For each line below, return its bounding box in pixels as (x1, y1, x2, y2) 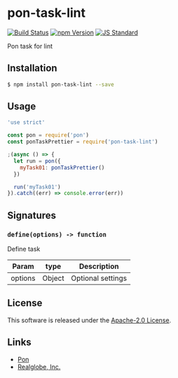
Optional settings (71, 273, 128, 283)
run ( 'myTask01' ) (13, 183, 61, 191)
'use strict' (7, 119, 46, 126)
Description (78, 262, 119, 271)
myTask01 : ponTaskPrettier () (20, 164, 105, 171)
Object (42, 273, 64, 283)
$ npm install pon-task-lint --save (7, 81, 114, 88)
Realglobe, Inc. (17, 363, 61, 371)
